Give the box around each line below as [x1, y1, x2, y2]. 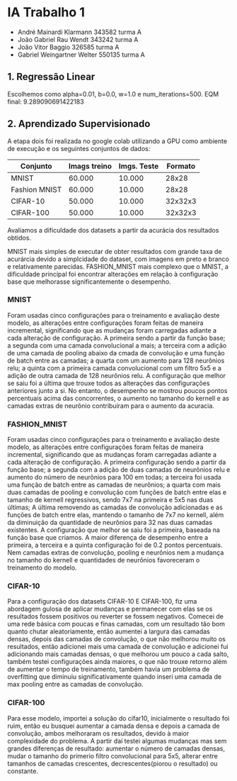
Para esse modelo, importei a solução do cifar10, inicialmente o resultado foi [7, 714, 230, 722]
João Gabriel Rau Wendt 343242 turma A [17, 35, 139, 43]
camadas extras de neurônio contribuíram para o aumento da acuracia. [7, 401, 214, 410]
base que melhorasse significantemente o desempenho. [7, 277, 171, 286]
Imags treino [68, 161, 112, 171]
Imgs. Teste [118, 161, 159, 171]
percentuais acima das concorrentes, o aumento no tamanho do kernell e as [7, 394, 230, 402]
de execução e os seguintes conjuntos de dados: [7, 144, 151, 153]
